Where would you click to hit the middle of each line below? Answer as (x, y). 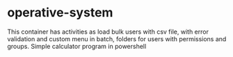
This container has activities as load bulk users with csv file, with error (108, 32)
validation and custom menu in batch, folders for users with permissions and (117, 38)
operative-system (60, 13)
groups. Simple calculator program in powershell (77, 46)
